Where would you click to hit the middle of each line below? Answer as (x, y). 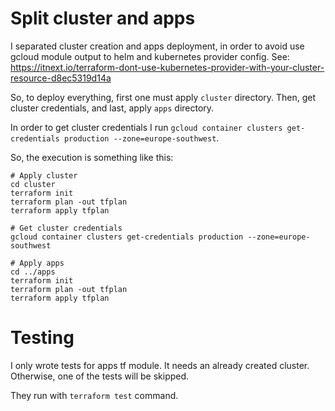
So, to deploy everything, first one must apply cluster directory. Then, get (163, 97)
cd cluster (33, 184)
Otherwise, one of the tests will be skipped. (100, 376)
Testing (42, 338)
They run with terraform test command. (94, 395)
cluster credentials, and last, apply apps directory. (112, 108)
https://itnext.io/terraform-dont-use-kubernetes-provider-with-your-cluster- (167, 67)
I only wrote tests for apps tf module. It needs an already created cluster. (160, 365)
